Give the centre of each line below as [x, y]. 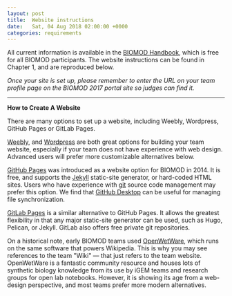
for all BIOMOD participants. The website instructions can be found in [106, 60]
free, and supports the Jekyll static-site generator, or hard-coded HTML [109, 178]
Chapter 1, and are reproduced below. [61, 67]
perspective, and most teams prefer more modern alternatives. [117, 285]
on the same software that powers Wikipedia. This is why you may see [107, 248]
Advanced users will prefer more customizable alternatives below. [101, 157]
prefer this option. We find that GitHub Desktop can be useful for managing [114, 192]
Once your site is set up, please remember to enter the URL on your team [111, 81]
